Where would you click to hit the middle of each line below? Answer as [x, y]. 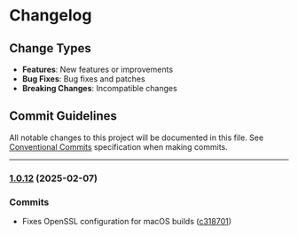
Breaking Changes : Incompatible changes [99, 88]
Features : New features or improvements [98, 69]
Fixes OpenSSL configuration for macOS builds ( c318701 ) [127, 222]
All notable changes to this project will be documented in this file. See [137, 137]
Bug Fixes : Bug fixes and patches [83, 79]
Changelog [51, 16]
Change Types [50, 48]
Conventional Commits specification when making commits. [118, 146]
